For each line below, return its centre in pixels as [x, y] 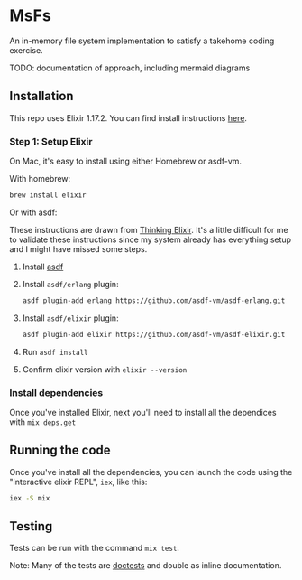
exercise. [26, 50]
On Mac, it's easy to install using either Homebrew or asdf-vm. [125, 161]
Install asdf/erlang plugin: [70, 284]
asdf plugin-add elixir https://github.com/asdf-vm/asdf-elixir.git [154, 334]
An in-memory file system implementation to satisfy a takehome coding [142, 41]
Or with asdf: [33, 212]
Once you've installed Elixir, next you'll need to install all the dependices [143, 412]
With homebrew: [40, 179]
